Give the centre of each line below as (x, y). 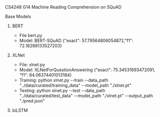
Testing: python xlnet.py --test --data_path (62, 90)
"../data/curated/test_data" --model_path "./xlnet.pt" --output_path (86, 96)
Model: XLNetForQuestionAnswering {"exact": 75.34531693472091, (87, 70)
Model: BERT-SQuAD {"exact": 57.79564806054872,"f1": (76, 40)
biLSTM (20, 110)
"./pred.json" (32, 101)
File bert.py (31, 35)
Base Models (18, 16)
